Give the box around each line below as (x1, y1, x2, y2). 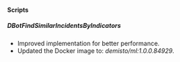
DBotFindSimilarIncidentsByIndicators (7, 22, 122, 30)
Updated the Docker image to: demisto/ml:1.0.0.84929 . (17, 46, 175, 55)
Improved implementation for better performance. (17, 39, 160, 47)
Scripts (7, 6, 29, 14)
